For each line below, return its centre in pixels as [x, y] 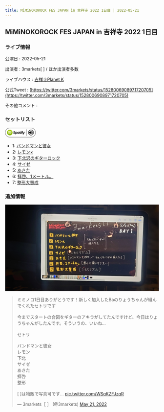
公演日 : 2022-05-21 [25, 59]
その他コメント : [21, 106]
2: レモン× [22, 152]
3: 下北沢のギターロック [36, 158]
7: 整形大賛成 [25, 182]
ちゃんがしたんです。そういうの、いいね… [63, 323]
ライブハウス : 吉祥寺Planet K [35, 80]
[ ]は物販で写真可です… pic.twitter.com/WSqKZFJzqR [70, 394]
